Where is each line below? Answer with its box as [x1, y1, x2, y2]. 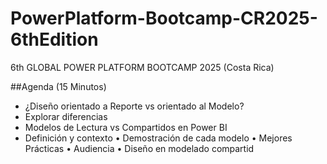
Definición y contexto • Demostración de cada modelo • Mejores [24, 132, 293, 144]
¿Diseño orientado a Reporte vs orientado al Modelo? [24, 100, 245, 112]
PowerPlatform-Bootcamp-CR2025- [10, 7, 318, 30]
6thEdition [10, 28, 99, 51]
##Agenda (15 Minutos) [10, 80, 107, 92]
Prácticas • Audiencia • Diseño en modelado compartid [24, 142, 255, 154]
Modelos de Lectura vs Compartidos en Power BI [24, 121, 228, 133]
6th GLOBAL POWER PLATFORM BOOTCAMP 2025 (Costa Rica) [10, 61, 275, 73]
